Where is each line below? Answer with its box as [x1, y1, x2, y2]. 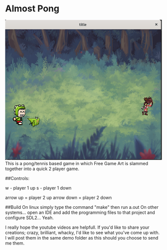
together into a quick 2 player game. [5, 166, 80, 172]
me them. [5, 240, 25, 246]
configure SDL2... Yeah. [5, 214, 54, 221]
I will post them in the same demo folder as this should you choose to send [5, 235, 159, 241]
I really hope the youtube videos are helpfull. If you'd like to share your [5, 224, 150, 230]
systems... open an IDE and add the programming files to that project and [5, 209, 155, 215]
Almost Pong [5, 3, 60, 14]
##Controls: [5, 175, 30, 181]
